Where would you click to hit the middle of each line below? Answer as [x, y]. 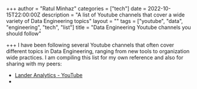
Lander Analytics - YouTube [49, 75]
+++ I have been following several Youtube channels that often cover [90, 45]
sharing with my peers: [34, 64]
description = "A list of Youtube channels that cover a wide [113, 15]
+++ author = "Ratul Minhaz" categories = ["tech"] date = [76, 9]
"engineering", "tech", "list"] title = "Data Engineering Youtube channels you [98, 27]
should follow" [24, 34]
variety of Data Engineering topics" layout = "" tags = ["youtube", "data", [95, 21]
